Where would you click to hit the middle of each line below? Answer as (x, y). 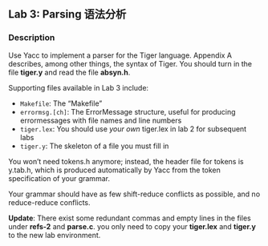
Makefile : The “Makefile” (61, 103)
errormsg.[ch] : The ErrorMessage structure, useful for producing (128, 111)
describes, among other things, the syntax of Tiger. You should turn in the (130, 63)
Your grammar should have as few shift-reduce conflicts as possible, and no (134, 194)
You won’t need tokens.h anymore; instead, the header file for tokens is (126, 161)
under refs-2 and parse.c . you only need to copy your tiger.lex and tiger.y (132, 226)
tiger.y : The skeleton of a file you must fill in (94, 146)
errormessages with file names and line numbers (101, 120)
